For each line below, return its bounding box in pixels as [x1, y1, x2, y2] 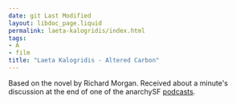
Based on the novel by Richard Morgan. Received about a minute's [8, 78, 229, 88]
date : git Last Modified [8, 11, 92, 20]
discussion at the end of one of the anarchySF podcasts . [8, 86, 196, 96]
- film [8, 49, 31, 57]
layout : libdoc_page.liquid [8, 19, 103, 27]
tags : [8, 34, 26, 42]
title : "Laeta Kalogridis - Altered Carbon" [8, 57, 160, 65]
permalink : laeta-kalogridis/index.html [8, 26, 146, 34]
